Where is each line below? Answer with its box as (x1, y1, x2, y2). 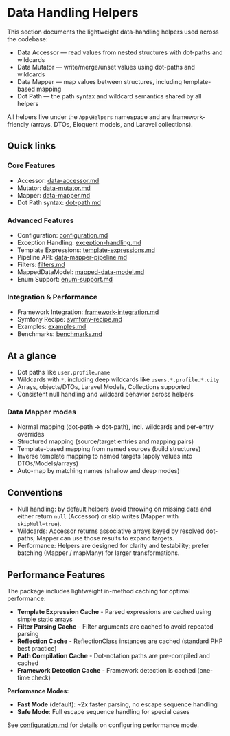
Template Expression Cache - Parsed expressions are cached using (16, 607, 211, 616)
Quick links (7, 140, 56, 152)
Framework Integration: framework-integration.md (16, 308, 159, 316)
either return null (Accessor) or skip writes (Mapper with (16, 512, 179, 521)
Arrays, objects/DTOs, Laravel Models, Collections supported (16, 383, 191, 391)
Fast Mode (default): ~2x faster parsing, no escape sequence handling (16, 700, 218, 708)
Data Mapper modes (7, 407, 77, 417)
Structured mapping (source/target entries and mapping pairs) (16, 437, 194, 445)
